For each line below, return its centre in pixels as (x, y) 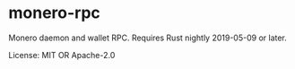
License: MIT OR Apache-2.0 (62, 55)
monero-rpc (54, 13)
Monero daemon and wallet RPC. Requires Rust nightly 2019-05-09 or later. (148, 38)
